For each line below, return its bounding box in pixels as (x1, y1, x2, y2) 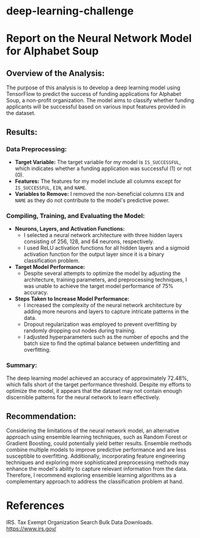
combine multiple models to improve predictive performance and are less (6, 446, 186, 454)
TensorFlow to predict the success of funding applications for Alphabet (6, 90, 181, 98)
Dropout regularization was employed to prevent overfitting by (23, 321, 177, 328)
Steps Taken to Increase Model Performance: (14, 295, 130, 303)
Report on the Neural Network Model (6, 32, 192, 46)
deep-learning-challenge (6, 4, 134, 18)
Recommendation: (6, 411, 76, 421)
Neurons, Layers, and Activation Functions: (14, 225, 125, 232)
